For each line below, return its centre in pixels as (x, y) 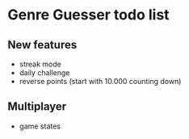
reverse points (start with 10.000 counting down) (100, 81)
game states (40, 126)
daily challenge (44, 73)
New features (42, 45)
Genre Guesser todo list (89, 15)
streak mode (40, 64)
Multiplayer (37, 107)
